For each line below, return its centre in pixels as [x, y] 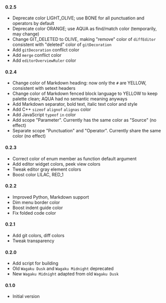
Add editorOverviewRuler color [44, 60]
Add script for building [35, 263]
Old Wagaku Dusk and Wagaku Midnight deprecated [63, 269]
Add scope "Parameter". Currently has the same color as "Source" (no [84, 120]
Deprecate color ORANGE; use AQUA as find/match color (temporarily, [84, 29]
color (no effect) [29, 136]
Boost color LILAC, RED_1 [38, 174]
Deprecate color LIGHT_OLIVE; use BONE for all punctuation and [78, 18]
